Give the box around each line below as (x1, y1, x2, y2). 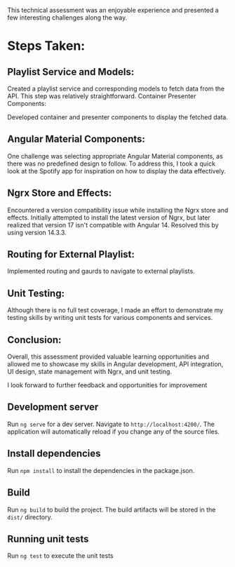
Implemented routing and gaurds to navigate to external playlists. (7, 267, 195, 276)
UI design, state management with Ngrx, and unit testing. (7, 368, 172, 376)
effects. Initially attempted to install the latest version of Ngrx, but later (7, 213, 210, 222)
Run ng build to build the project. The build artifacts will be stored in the (7, 505, 216, 514)
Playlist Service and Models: (7, 66, 135, 78)
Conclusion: (7, 333, 62, 346)
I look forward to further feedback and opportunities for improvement (7, 381, 208, 389)
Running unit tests (7, 533, 89, 545)
